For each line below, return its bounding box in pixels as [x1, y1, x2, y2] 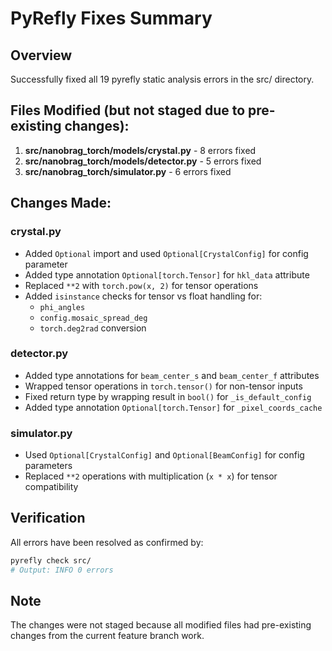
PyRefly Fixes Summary [10, 7, 213, 30]
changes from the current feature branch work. [10, 630, 205, 642]
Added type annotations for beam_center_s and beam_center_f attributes [24, 369, 320, 381]
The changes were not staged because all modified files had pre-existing [10, 619, 312, 631]
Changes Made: [10, 195, 112, 212]
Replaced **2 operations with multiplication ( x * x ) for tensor [24, 470, 278, 482]
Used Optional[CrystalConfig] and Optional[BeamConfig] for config [24, 449, 305, 461]
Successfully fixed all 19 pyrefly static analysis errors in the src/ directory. [10, 73, 315, 85]
